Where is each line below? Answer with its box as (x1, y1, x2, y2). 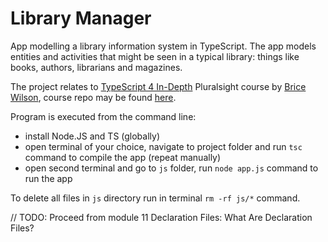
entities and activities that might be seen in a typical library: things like (10, 50, 300, 62)
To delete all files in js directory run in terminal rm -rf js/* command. (10, 192, 301, 204)
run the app (24, 172, 73, 184)
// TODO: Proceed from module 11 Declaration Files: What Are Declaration (10, 211, 313, 223)
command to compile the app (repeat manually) (24, 151, 222, 163)
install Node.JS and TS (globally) (24, 130, 161, 142)
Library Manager (10, 7, 152, 30)
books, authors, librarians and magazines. (10, 61, 183, 73)
